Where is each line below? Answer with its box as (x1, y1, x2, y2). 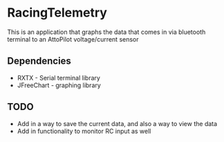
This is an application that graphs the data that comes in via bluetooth (7, 28, 206, 36)
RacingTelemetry (7, 5, 107, 21)
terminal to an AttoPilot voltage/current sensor (7, 35, 140, 43)
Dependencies (7, 55, 71, 67)
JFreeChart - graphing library (17, 81, 102, 89)
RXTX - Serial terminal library (17, 73, 100, 82)
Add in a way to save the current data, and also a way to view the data (17, 119, 218, 127)
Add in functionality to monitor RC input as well (17, 127, 151, 135)
